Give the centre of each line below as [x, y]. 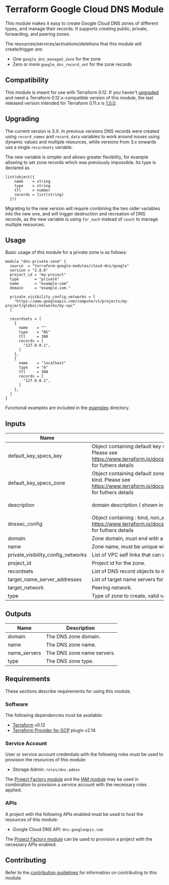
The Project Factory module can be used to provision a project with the [79, 839]
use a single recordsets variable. [39, 147]
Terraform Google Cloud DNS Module [84, 9]
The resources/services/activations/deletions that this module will [73, 43]
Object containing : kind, [120, 518]
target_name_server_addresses [45, 580]
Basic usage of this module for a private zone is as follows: [66, 252]
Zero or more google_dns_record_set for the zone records [72, 64]
